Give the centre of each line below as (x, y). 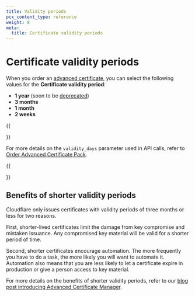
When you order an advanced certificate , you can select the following (90, 78)
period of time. (24, 239)
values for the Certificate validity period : (56, 85)
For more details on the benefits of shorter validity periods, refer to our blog (97, 280)
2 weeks (25, 114)
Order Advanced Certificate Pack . (47, 155)
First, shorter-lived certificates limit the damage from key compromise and (95, 227)
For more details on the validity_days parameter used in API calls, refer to (95, 148)
